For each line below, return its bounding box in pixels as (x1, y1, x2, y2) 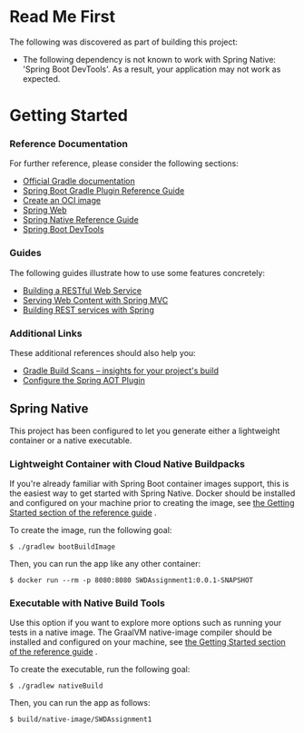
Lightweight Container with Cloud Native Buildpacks (9, 457, 245, 470)
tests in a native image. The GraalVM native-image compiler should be (9, 627, 272, 638)
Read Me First (9, 6, 116, 27)
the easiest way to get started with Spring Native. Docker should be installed (9, 488, 296, 499)
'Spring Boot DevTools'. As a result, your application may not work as (22, 64, 281, 74)
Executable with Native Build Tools (9, 597, 165, 609)
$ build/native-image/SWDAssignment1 (9, 715, 152, 724)
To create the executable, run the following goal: (9, 664, 191, 675)
